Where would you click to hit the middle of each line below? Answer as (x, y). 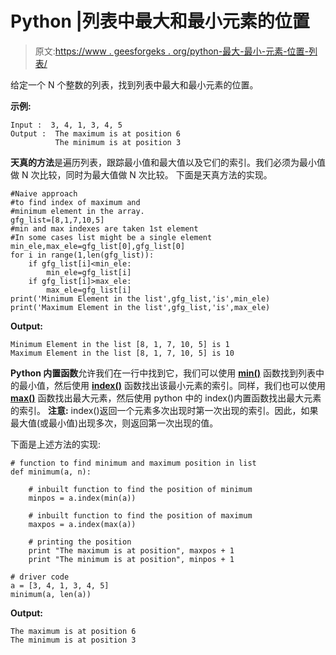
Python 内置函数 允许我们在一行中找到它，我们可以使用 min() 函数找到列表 (163, 373)
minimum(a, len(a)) (51, 594)
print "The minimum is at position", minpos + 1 (131, 559)
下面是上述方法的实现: (56, 444)
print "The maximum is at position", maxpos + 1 (131, 550)
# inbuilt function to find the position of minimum (140, 489)
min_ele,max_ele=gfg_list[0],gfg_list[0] (98, 246)
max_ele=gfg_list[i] (89, 290)
